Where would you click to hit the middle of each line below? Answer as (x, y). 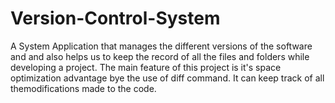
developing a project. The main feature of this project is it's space (146, 67)
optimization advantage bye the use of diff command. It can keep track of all (167, 78)
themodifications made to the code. (83, 88)
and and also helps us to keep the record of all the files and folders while (160, 56)
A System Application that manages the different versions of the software (161, 46)
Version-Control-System (115, 18)
